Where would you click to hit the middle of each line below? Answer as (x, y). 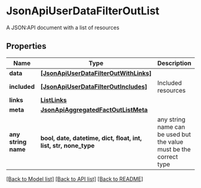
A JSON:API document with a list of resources (63, 27)
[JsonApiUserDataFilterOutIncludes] (94, 87)
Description (174, 63)
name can (171, 127)
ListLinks (54, 100)
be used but (174, 134)
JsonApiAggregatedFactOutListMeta (94, 110)
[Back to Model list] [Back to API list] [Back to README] (75, 179)
